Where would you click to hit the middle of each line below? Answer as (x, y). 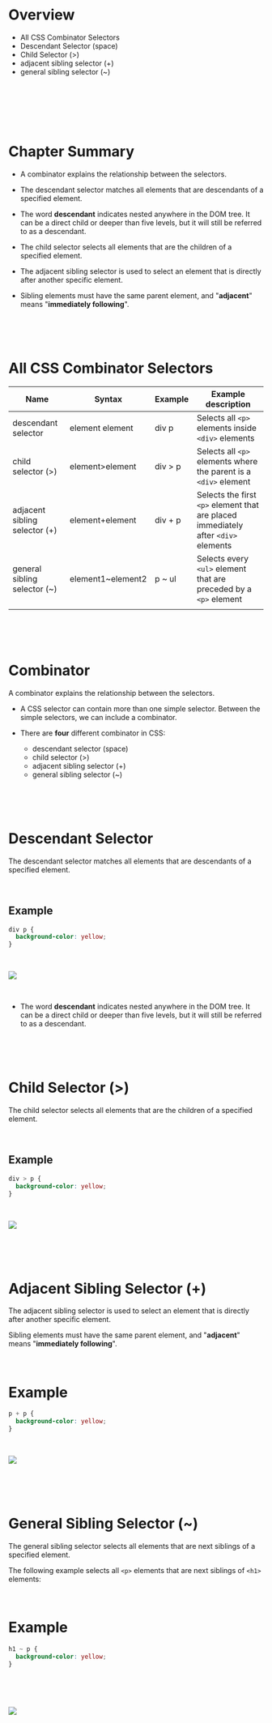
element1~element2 (108, 578)
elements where (227, 461)
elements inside (227, 428)
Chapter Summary (72, 152)
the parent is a (224, 471)
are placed (217, 514)
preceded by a (225, 589)
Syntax (108, 399)
